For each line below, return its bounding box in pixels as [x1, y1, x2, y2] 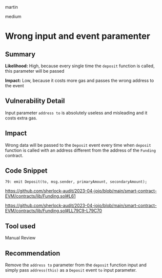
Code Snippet [5, 167, 48, 175]
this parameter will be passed [5, 68, 64, 74]
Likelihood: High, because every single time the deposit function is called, [5, 63, 155, 69]
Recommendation [5, 249, 60, 258]
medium [5, 14, 21, 19]
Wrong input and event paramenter [5, 31, 150, 42]
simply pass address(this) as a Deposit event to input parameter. [5, 267, 137, 273]
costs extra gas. [5, 115, 38, 121]
